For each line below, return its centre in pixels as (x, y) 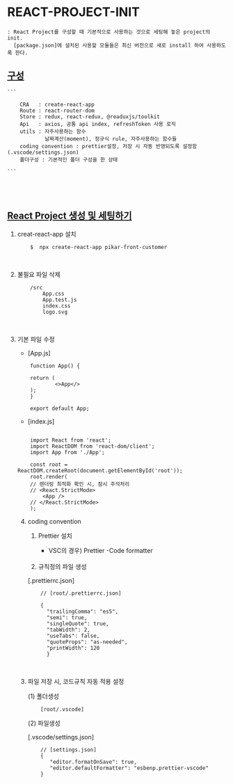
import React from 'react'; (71, 440)
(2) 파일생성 (44, 723)
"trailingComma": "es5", (82, 611)
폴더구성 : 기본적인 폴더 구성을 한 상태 (69, 160)
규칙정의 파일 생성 (62, 566)
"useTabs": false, (73, 636)
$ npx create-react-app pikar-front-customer (99, 247)
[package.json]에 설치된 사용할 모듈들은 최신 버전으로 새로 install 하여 (109, 45)
